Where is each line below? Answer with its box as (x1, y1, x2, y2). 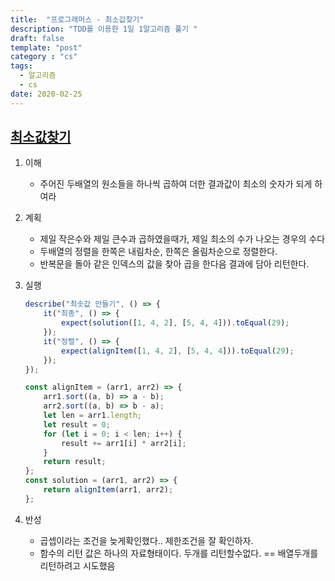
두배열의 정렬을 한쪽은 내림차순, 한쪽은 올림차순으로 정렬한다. (39, 246, 278, 258)
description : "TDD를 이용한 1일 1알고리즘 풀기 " (10, 24, 198, 34)
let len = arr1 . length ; (43, 411, 142, 421)
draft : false (10, 33, 65, 43)
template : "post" (10, 42, 83, 53)
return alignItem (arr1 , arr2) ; (43, 485, 174, 495)
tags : (10, 61, 33, 71)
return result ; (43, 457, 107, 467)
